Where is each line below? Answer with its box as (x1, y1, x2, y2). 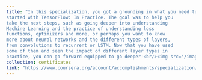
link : (6, 64, 20, 71)
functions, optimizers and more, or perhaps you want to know (6, 31, 165, 37)
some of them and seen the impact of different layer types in (6, 48, 168, 54)
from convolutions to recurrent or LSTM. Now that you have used (6, 43, 173, 49)
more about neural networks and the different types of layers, (6, 37, 171, 43)
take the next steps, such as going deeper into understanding (6, 20, 168, 26)
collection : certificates (6, 59, 71, 65)
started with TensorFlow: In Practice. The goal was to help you (6, 14, 173, 20)
